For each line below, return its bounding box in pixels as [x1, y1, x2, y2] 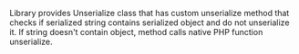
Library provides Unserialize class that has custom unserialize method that [9, 8, 290, 18]
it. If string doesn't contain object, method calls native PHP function [9, 27, 263, 37]
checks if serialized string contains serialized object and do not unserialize [9, 17, 290, 28]
